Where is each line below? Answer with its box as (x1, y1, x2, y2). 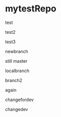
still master (5, 58, 28, 64)
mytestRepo (5, 3, 57, 14)
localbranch (5, 68, 30, 74)
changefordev (5, 97, 34, 103)
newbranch (5, 48, 28, 54)
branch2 (5, 77, 22, 83)
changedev (5, 106, 28, 112)
